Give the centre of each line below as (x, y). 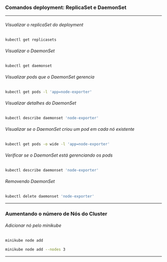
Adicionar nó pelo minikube (33, 226)
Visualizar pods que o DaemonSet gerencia (50, 77)
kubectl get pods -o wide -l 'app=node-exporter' (58, 144)
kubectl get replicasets (31, 40)
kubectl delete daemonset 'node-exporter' (50, 196)
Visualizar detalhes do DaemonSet (41, 103)
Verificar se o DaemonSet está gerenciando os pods (59, 155)
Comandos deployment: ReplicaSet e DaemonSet (66, 7)
